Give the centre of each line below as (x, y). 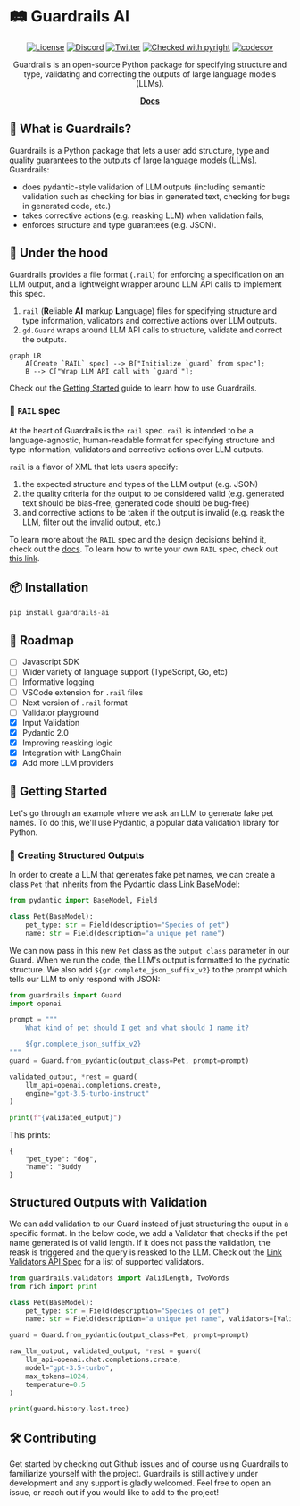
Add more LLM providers (68, 762)
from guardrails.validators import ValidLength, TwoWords (119, 1278)
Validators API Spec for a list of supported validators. (107, 1261)
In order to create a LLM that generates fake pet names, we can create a (142, 875)
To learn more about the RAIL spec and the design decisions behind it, (138, 539)
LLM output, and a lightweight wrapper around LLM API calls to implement (146, 284)
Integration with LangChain (72, 753)
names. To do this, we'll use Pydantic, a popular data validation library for (144, 822)
